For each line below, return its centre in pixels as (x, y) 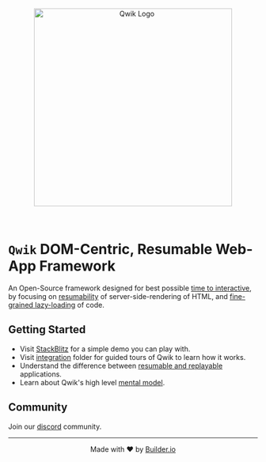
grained (21, 305)
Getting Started (47, 329)
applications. (40, 374)
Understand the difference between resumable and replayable (121, 365)
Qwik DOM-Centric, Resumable (110, 250)
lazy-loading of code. (70, 305)
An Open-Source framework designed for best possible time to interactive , (130, 288)
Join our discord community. (55, 426)
